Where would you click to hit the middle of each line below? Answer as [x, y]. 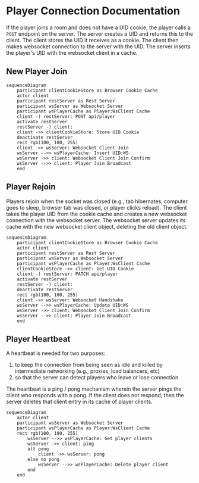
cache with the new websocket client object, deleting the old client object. [97, 226]
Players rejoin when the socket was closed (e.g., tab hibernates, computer [97, 201]
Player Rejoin [31, 187]
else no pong [44, 460]
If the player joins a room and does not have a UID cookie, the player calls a [99, 27]
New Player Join [37, 72]
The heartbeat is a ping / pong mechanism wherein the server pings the [94, 389]
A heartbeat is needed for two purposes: [56, 353]
